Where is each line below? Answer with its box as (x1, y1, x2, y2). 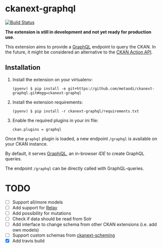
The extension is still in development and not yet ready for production (5, 29, 152, 35)
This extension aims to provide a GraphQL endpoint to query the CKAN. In (5, 44, 156, 50)
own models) (12, 227, 39, 233)
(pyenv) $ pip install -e (12, 86, 66, 91)
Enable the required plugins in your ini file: (12, 117, 99, 123)
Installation (5, 63, 41, 72)
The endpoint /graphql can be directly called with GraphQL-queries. (5, 165, 144, 171)
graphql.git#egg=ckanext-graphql (12, 90, 82, 96)
